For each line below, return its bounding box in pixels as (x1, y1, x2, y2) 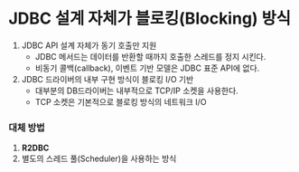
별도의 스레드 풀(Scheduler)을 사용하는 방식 (21, 153, 177, 164)
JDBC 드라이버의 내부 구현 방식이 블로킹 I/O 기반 (21, 73, 194, 84)
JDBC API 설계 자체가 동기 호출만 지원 (21, 40, 157, 51)
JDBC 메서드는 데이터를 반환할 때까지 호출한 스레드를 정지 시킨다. (34, 51, 266, 62)
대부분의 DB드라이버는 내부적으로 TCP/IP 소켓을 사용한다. (34, 85, 238, 96)
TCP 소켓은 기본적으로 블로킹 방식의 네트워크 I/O (34, 96, 207, 107)
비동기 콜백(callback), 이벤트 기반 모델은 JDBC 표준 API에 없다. (34, 62, 260, 73)
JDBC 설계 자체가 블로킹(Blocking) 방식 (8, 8, 291, 29)
